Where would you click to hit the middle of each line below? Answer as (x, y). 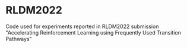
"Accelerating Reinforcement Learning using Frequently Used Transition (93, 32)
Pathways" (19, 39)
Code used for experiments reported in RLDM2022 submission (82, 26)
